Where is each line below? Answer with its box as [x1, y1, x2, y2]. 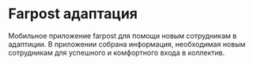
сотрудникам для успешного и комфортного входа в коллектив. [8, 48, 225, 57]
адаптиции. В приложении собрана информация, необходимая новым [8, 39, 246, 48]
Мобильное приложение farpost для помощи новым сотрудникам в [8, 31, 237, 40]
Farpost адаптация [8, 5, 138, 23]
